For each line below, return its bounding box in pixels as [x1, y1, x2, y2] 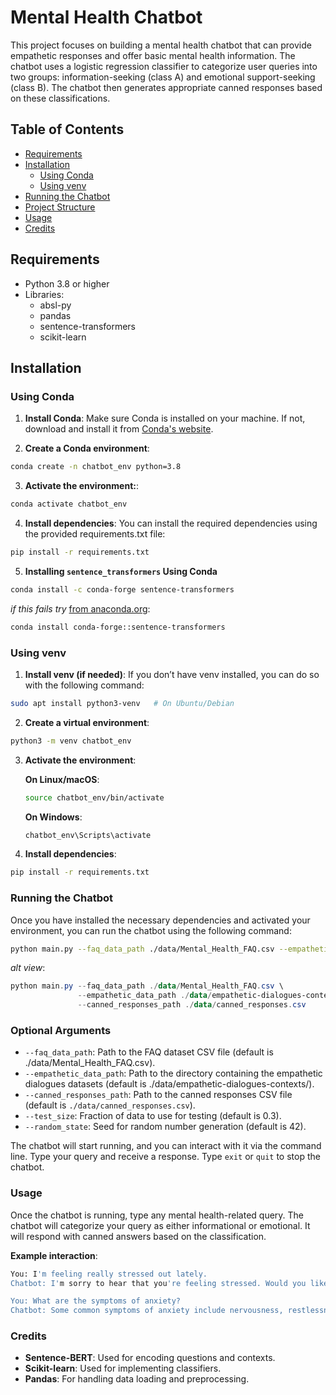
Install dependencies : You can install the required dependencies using [24, 517, 318, 529]
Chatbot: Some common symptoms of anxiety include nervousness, [10, 1306, 284, 1316]
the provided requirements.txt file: [24, 528, 166, 540]
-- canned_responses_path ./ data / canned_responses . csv [77, 1000, 307, 1010]
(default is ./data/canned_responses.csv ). [24, 1099, 196, 1111]
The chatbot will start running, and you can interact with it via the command [10, 1140, 322, 1152]
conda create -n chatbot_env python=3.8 [10, 462, 182, 472]
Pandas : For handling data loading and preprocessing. [24, 1373, 250, 1385]
